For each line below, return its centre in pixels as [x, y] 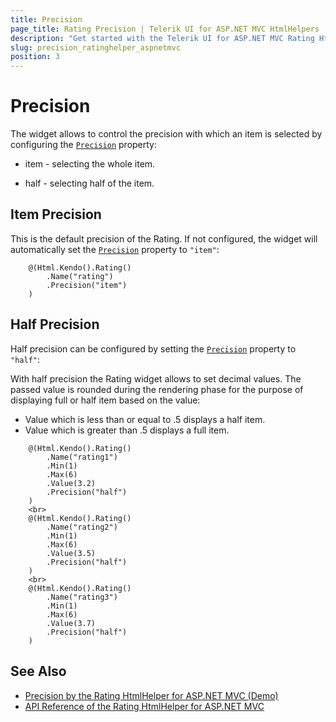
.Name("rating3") [82, 597]
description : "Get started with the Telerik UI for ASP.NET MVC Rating [162, 38]
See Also [38, 671]
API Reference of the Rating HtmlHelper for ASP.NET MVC [144, 706]
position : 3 [35, 57]
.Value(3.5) [71, 553]
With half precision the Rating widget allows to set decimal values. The [156, 378]
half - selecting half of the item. [89, 183]
